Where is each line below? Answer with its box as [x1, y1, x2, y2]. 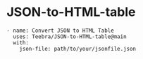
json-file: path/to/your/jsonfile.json [19, 45, 137, 52]
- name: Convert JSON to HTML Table [6, 27, 114, 34]
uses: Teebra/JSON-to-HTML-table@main [13, 33, 128, 40]
